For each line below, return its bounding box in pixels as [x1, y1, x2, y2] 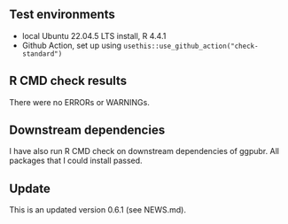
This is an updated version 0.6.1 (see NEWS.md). [9, 205, 186, 215]
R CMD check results [9, 73, 128, 89]
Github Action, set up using [21, 40, 122, 50]
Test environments [9, 7, 115, 22]
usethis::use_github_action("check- [123, 42, 259, 50]
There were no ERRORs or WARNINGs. [9, 97, 151, 107]
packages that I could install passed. [9, 155, 144, 166]
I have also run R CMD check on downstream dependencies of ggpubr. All [9, 146, 279, 157]
